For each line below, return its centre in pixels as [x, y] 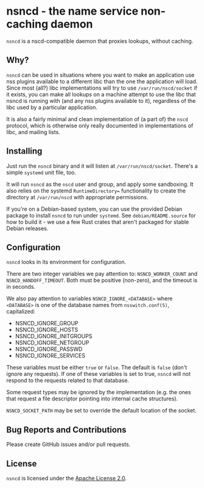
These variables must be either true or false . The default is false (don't [97, 367]
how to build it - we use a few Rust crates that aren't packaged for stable [98, 222]
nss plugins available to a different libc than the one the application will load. [102, 81]
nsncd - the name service [72, 11]
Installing [24, 151]
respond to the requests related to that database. [68, 380]
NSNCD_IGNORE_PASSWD [49, 349]
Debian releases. [27, 228]
